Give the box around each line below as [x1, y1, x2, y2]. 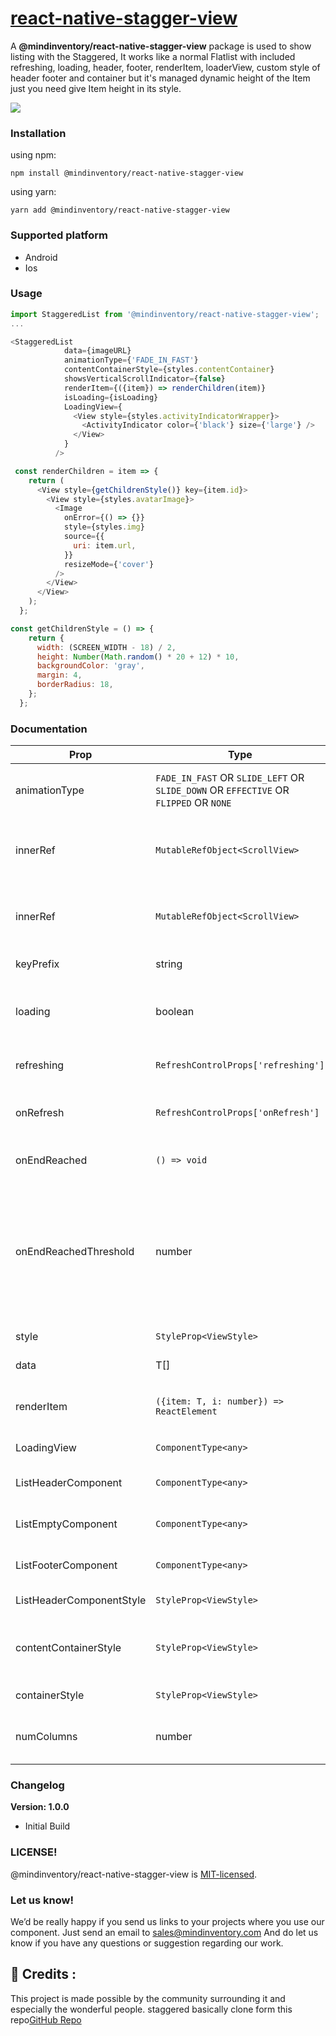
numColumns [15, 1730, 78, 1744]
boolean [155, 1005, 195, 1019]
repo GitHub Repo [10, 2013, 82, 2026]
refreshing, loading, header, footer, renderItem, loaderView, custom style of [10, 61, 321, 73]
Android [24, 251, 58, 263]
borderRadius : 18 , [36, 680, 114, 690]
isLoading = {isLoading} [63, 392, 159, 402]
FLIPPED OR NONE [155, 796, 232, 810]
